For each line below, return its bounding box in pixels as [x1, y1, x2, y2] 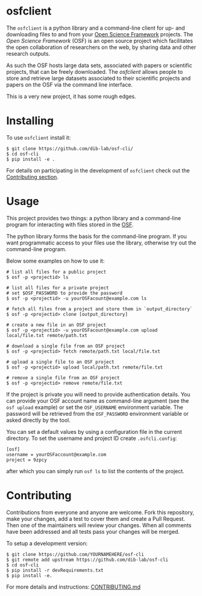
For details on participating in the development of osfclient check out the [6, 166, 190, 174]
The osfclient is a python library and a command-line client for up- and [6, 24, 185, 31]
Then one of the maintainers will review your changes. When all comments [6, 522, 192, 529]
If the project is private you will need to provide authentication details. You [6, 390, 191, 398]
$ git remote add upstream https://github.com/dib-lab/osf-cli [6, 557, 169, 563]
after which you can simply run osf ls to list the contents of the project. [6, 467, 185, 474]
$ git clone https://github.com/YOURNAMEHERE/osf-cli [6, 551, 145, 557]
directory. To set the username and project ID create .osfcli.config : [6, 434, 177, 442]
